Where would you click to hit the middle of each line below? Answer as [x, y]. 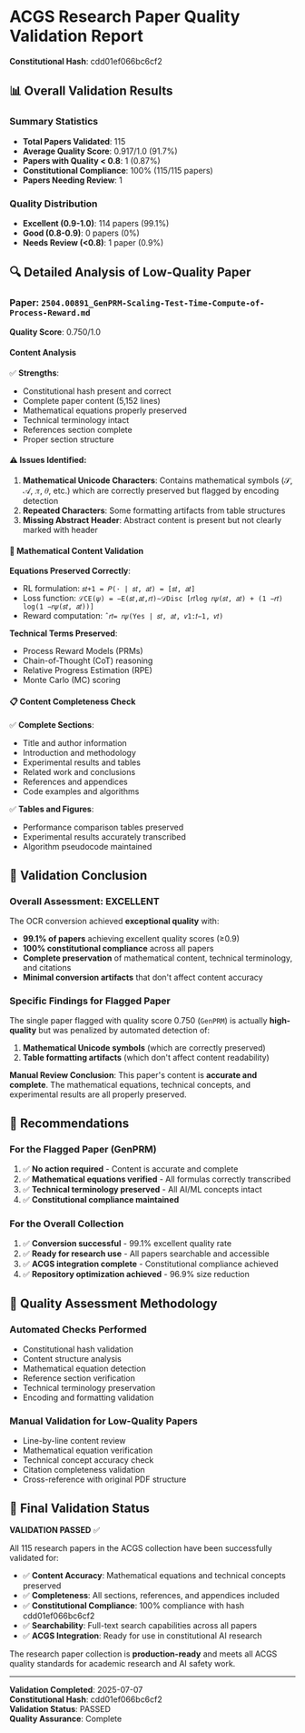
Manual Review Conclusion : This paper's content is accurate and [133, 1075]
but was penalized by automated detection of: [124, 1031]
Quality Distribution [54, 204]
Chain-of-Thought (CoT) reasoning [88, 660]
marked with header [60, 530]
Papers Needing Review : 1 [72, 180]
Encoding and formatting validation [88, 1397]
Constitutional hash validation [78, 1349]
